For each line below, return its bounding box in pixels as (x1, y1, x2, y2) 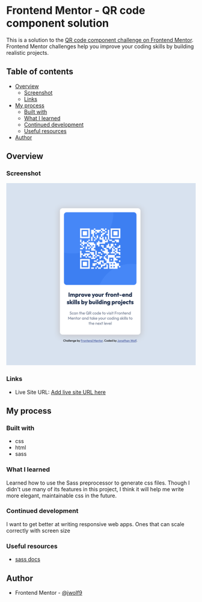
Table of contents (6, 67, 73, 77)
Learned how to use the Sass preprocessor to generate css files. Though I (6, 479, 191, 486)
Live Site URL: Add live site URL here (14, 388, 106, 396)
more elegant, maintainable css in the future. (6, 492, 117, 499)
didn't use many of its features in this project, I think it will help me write (6, 485, 185, 492)
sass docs (14, 556, 41, 563)
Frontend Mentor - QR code (6, 4, 145, 17)
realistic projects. (6, 49, 49, 56)
